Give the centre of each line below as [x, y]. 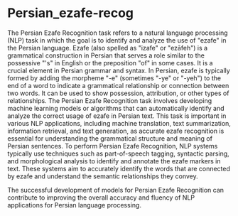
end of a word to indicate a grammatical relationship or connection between [118, 85]
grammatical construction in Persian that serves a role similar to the [106, 55]
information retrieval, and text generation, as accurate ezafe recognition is [116, 131]
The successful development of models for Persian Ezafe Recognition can [116, 190]
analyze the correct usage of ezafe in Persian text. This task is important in [117, 116]
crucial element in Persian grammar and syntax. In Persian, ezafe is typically [119, 70]
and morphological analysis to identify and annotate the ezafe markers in [114, 161]
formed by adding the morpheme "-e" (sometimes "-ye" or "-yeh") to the [114, 78]
